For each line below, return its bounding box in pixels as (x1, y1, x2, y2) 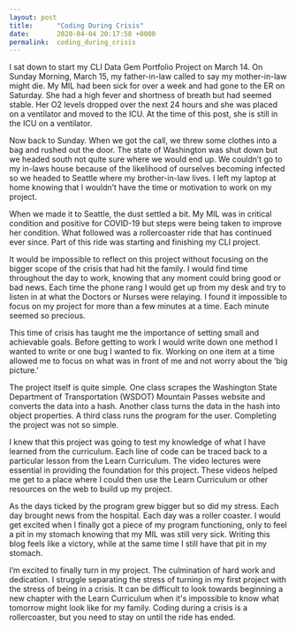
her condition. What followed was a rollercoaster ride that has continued (9, 227, 272, 239)
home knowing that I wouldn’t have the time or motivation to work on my (9, 182, 272, 193)
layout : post (9, 12, 57, 22)
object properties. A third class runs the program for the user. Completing (9, 410, 277, 421)
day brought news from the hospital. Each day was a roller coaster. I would (9, 510, 281, 521)
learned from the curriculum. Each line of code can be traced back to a (9, 446, 268, 457)
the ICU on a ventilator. (9, 118, 93, 129)
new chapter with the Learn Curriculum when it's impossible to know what (9, 593, 280, 604)
